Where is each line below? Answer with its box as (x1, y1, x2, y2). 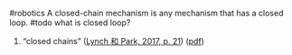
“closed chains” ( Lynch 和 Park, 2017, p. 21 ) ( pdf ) (22, 36, 205, 46)
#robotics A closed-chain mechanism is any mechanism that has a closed (9, 8, 284, 18)
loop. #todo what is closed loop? (9, 17, 131, 28)
